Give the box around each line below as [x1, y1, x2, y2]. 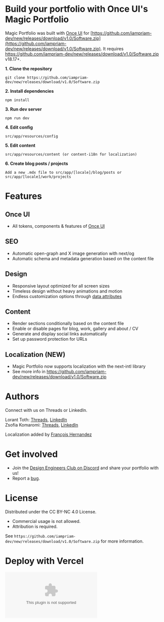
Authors [5, 391, 39, 402]
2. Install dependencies [5, 88, 54, 94]
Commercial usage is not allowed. [12, 518, 81, 524]
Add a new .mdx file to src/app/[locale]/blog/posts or [5, 170, 122, 175]
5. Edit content [5, 142, 36, 148]
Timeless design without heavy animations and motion [12, 288, 123, 294]
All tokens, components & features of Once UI [12, 223, 105, 229]
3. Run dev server [5, 106, 42, 112]
